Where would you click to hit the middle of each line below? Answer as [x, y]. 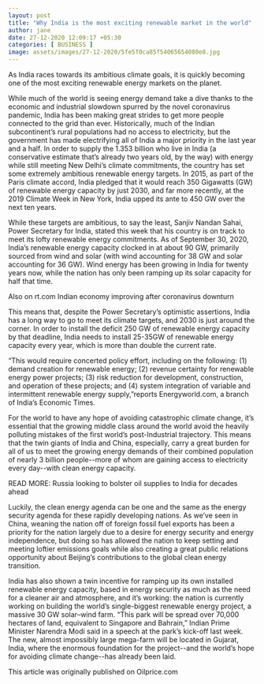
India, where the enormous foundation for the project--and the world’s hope [131, 648]
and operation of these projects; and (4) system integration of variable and [129, 386]
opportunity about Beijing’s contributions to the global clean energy [117, 557]
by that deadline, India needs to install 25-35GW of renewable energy [121, 337]
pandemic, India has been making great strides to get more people [116, 115]
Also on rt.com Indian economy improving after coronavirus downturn [121, 296]
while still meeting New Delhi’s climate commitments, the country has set [126, 165]
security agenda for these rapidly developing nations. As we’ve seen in [123, 515]
